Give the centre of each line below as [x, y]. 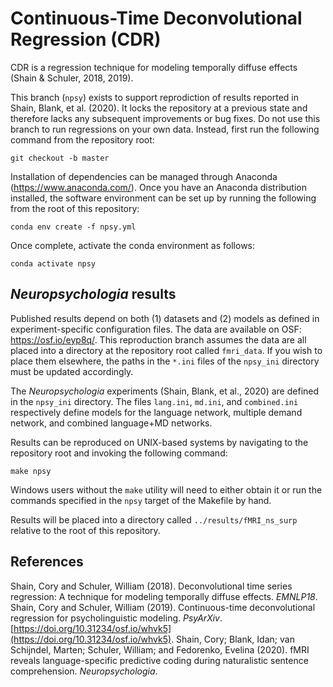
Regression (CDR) [86, 39]
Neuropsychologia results [93, 294]
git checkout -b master [60, 158]
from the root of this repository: [75, 208]
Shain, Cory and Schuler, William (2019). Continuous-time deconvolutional [163, 607]
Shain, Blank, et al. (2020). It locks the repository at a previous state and [159, 108]
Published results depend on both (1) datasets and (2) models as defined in [165, 318]
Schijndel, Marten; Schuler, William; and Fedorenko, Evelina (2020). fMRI [160, 649]
